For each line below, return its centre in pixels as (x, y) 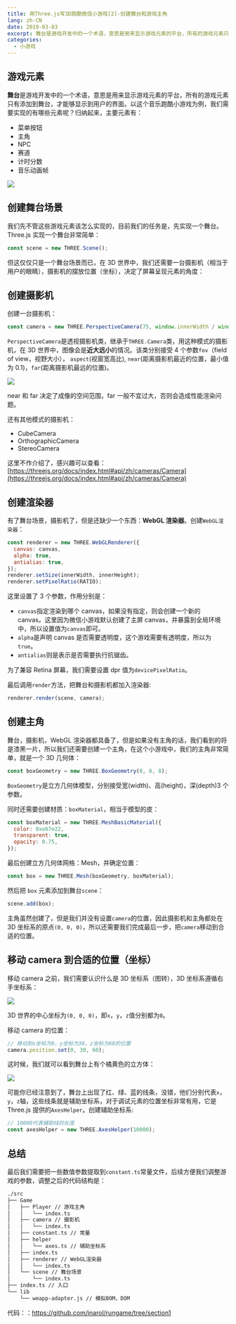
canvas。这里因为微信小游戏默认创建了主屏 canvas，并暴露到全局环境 (119, 620)
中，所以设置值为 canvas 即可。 (61, 629)
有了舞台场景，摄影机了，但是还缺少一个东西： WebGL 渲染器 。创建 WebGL (113, 520)
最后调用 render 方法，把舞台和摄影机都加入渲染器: (79, 685)
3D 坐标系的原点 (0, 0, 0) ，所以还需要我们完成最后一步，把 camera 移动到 (113, 927)
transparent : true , (42, 835)
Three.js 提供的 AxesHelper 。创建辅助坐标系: (71, 1110)
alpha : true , (33, 555)
